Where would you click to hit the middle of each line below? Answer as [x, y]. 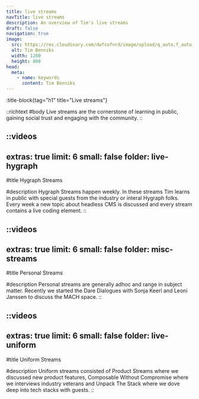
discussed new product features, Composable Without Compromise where [97, 377]
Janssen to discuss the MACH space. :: [54, 297]
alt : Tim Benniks [33, 50]
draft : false [22, 28]
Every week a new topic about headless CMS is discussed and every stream [99, 205]
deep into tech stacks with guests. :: [50, 390]
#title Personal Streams [35, 273]
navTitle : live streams [36, 17]
